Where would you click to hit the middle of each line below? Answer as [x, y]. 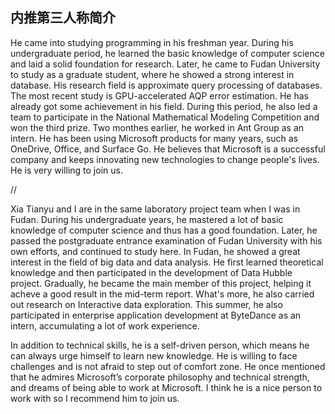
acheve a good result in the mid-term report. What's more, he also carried [162, 294]
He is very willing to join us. [66, 170]
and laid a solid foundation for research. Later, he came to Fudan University [165, 64]
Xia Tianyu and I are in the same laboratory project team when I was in [155, 209]
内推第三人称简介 [63, 18]
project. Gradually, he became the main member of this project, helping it [161, 283]
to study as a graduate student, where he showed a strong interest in [152, 74]
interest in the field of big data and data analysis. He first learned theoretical [167, 262]
